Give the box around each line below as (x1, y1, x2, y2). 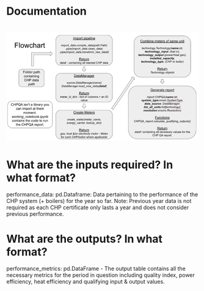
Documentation (6, 4, 87, 18)
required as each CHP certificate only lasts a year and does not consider (6, 204, 189, 212)
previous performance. (6, 210, 64, 218)
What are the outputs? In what (6, 232, 163, 246)
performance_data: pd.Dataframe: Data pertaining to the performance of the (6, 191, 199, 198)
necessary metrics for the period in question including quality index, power (6, 271, 195, 279)
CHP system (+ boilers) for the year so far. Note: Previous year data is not (6, 197, 192, 205)
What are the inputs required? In (6, 158, 173, 172)
